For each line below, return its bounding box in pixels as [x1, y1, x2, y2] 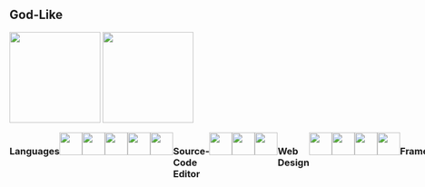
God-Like [9, 7, 64, 23]
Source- [173, 144, 211, 157]
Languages [9, 144, 61, 157]
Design [277, 156, 311, 169]
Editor [173, 167, 201, 180]
